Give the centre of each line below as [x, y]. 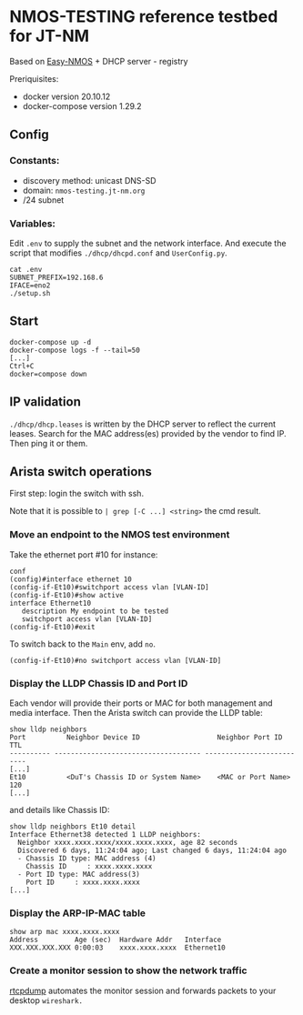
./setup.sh [30, 293]
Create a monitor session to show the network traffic [128, 970]
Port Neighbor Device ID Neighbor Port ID [146, 737]
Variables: [33, 223]
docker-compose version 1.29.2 [82, 106]
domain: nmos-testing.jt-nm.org [84, 190]
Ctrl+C [22, 366]
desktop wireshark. [46, 1000]
